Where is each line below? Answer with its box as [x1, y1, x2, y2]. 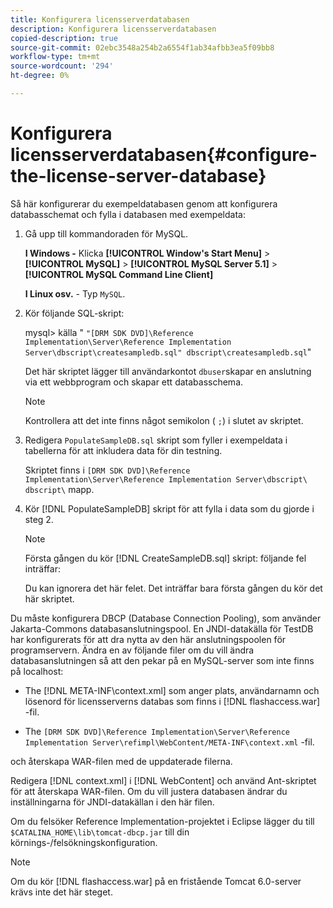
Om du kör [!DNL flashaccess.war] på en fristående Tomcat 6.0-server [10, 875, 302, 887]
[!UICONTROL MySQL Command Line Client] [24, 268, 214, 280]
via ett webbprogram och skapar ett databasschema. [24, 376, 244, 388]
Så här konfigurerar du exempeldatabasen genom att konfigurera [10, 197, 278, 210]
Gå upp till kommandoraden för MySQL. [24, 227, 189, 240]
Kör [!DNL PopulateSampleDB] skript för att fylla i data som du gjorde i [24, 502, 315, 515]
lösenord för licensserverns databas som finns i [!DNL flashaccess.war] [24, 695, 321, 707]
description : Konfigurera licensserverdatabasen [10, 24, 217, 34]
